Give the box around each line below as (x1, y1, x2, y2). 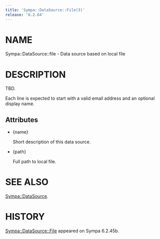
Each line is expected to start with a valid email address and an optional (5, 95, 155, 102)
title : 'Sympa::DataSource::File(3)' (5, 7, 85, 13)
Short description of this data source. (12, 139, 91, 145)
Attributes (5, 115, 38, 124)
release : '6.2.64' (5, 12, 44, 17)
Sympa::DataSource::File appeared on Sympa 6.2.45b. (5, 228, 119, 234)
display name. (5, 101, 35, 107)
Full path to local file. (12, 159, 56, 165)
